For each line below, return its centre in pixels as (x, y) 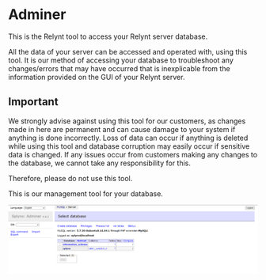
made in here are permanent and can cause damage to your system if (122, 129)
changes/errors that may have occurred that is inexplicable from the (120, 68)
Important (33, 102)
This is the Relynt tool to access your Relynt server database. (108, 36)
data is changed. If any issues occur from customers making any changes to (133, 154)
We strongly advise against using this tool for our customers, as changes (127, 121)
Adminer (37, 15)
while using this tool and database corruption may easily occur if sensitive (129, 146)
